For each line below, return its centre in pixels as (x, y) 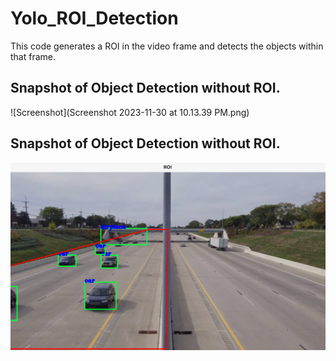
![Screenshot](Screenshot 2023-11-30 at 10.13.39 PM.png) (130, 112)
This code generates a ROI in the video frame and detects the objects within (167, 46)
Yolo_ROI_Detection (94, 18)
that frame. (33, 56)
